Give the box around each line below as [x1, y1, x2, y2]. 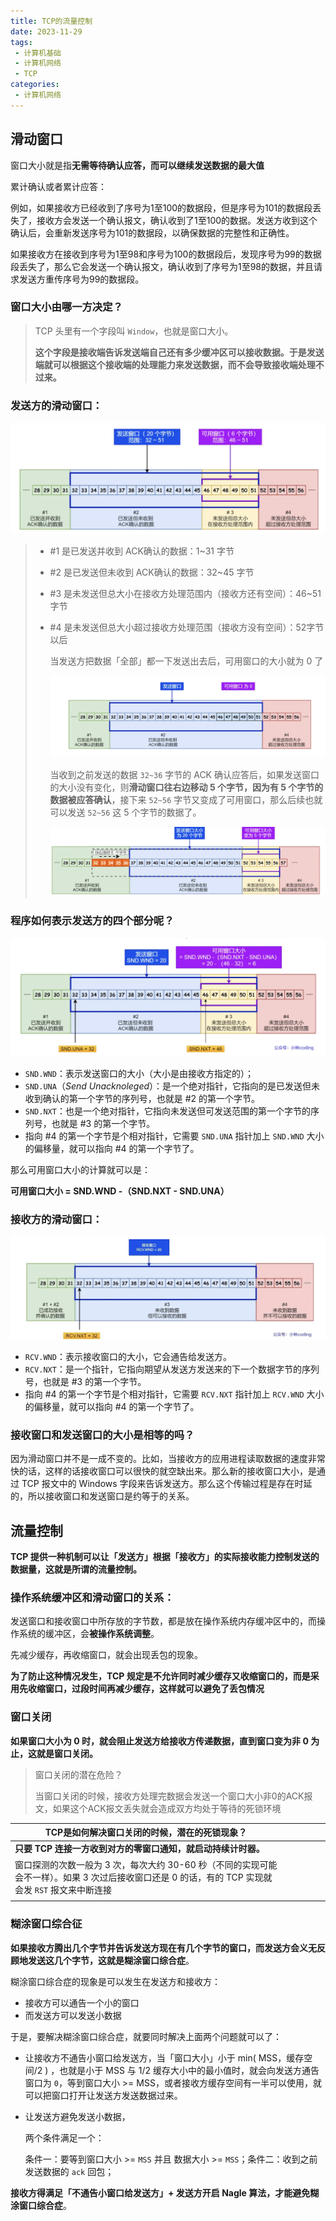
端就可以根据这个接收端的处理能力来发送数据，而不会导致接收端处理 [34, 358, 316, 370]
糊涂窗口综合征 [10, 1917, 83, 1931]
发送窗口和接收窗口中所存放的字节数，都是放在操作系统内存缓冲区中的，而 [10, 1615, 317, 1627]
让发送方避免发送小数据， [24, 2110, 131, 2122]
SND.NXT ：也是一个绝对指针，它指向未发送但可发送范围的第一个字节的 [24, 1105, 311, 1117]
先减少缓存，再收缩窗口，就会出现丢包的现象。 [10, 1649, 203, 1661]
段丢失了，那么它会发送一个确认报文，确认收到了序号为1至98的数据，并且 [10, 260, 315, 272]
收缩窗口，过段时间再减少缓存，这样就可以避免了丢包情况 [27, 1683, 265, 1695]
